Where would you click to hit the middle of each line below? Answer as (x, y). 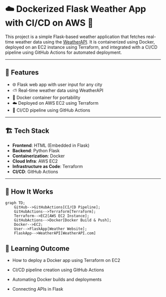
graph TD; (15, 203)
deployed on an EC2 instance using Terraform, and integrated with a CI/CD (81, 47)
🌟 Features (22, 72)
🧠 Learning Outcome (37, 248)
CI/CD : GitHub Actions (35, 171)
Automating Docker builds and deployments (57, 280)
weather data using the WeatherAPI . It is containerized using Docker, (85, 42)
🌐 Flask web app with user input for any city (57, 85)
